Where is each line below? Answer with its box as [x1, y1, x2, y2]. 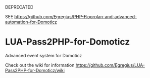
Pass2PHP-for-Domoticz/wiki [5, 67, 65, 73]
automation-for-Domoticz [5, 19, 57, 25]
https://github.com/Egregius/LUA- [75, 62, 145, 68]
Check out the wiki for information [5, 62, 75, 68]
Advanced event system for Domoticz [5, 52, 82, 58]
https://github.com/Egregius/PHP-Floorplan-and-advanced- [14, 14, 137, 19]
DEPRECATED [5, 4, 34, 10]
